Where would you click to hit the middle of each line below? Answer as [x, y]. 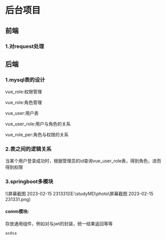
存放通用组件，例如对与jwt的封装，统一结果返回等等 [59, 223]
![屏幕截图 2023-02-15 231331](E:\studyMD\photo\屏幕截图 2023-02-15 [79, 194]
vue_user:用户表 [22, 113]
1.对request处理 [25, 46]
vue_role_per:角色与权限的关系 [37, 135]
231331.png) [18, 199]
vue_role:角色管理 [24, 103]
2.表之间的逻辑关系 [28, 149]
